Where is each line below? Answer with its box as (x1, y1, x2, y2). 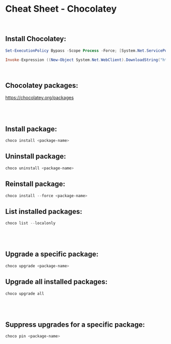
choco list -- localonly (5, 221, 56, 226)
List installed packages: (5, 207, 82, 216)
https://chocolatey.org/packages (5, 95, 74, 101)
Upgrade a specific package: (5, 250, 99, 259)
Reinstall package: (5, 180, 66, 189)
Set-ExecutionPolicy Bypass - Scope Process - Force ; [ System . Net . (5, 48, 147, 53)
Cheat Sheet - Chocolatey (5, 3, 117, 15)
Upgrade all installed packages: (5, 277, 108, 286)
